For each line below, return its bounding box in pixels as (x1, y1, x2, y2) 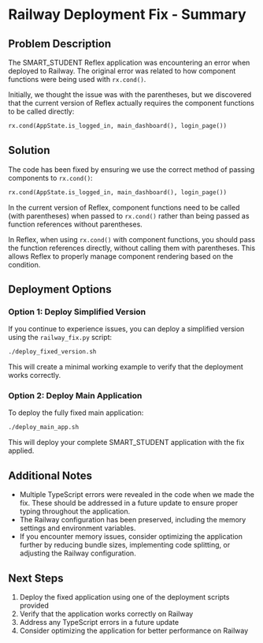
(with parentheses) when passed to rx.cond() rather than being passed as (8, 211, 250, 220)
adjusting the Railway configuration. (19, 548, 136, 558)
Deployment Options (8, 282, 112, 296)
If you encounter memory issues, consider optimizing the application (19, 532, 243, 541)
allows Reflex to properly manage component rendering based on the (8, 251, 234, 261)
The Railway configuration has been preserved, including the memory (19, 515, 246, 525)
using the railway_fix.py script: (8, 333, 113, 342)
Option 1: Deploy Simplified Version (8, 306, 146, 317)
